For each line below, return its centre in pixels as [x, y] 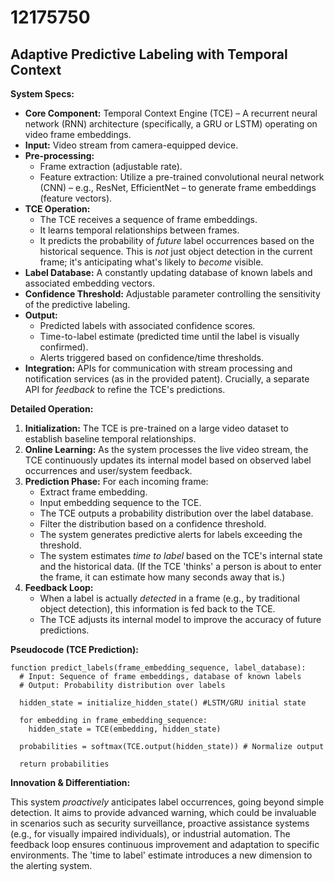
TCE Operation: [57, 209]
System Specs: [42, 94]
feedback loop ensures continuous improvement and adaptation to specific [165, 844]
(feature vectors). [76, 198]
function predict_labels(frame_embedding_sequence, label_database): [158, 668]
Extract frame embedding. [93, 492]
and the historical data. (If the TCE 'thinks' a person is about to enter [180, 566]
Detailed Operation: [52, 409]
